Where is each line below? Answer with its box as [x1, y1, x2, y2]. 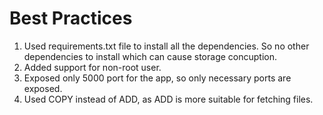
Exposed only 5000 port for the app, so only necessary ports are [23, 72, 292, 84]
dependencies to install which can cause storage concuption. [23, 50, 278, 62]
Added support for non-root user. [23, 61, 162, 73]
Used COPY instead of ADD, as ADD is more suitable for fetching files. [23, 93, 314, 105]
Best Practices [9, 7, 133, 30]
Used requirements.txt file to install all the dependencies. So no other [23, 40, 310, 52]
